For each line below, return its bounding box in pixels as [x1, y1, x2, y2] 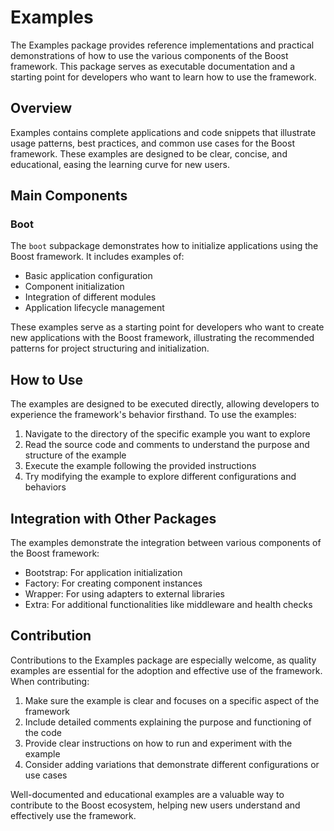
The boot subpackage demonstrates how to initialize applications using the [10, 240, 319, 252]
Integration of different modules [24, 291, 157, 303]
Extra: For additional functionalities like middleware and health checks [24, 599, 313, 611]
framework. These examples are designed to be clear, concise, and [10, 147, 288, 160]
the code [24, 726, 62, 738]
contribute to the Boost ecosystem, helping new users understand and [10, 799, 301, 811]
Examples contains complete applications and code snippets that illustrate [10, 126, 317, 138]
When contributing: [10, 675, 90, 687]
